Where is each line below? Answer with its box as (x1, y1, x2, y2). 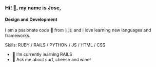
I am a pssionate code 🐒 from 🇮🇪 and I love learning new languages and (5, 27, 151, 33)
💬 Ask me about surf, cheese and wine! (12, 57, 91, 63)
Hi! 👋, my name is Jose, (5, 4, 61, 11)
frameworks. (5, 33, 31, 38)
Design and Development (5, 17, 58, 22)
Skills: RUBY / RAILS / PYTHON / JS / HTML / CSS (5, 42, 106, 48)
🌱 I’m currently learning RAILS (12, 51, 73, 57)
